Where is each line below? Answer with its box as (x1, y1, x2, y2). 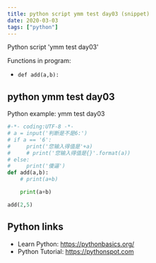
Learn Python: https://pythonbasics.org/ (17, 240, 135, 248)
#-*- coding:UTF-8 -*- (7, 123, 74, 131)
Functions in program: (7, 57, 71, 65)
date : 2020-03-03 (7, 17, 59, 24)
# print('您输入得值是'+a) (7, 143, 93, 150)
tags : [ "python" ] (7, 23, 59, 30)
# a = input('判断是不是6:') (7, 130, 88, 137)
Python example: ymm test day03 (7, 110, 105, 118)
